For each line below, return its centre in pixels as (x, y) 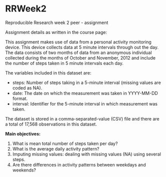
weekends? (24, 170)
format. (20, 98)
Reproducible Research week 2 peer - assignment (57, 22)
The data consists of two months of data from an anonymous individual (78, 52)
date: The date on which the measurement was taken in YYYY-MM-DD (85, 93)
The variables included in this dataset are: (48, 72)
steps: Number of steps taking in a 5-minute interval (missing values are (86, 82)
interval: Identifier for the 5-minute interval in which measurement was (85, 103)
